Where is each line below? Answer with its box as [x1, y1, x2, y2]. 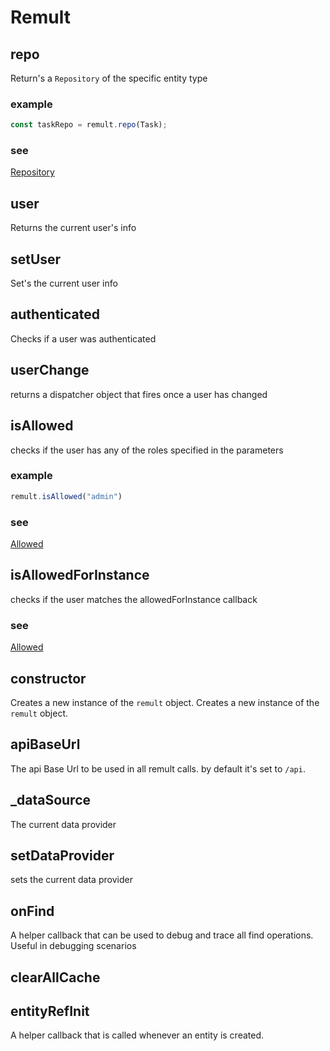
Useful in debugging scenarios [10, 940, 137, 952]
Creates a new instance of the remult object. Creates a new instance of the [10, 696, 320, 708]
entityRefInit [10, 1002, 90, 1020]
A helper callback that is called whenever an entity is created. [10, 1029, 265, 1041]
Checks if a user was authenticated [10, 332, 157, 345]
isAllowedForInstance [10, 567, 150, 584]
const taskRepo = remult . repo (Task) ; [10, 120, 168, 130]
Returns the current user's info [10, 222, 137, 234]
